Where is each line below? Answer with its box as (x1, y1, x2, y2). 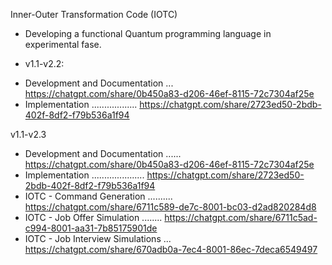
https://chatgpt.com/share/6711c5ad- (164, 212, 318, 223)
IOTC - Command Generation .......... (24, 190, 173, 202)
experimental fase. (24, 39, 102, 50)
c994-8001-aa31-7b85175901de (24, 222, 158, 234)
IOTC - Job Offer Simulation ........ (24, 212, 163, 223)
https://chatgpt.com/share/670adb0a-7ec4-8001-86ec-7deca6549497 (24, 244, 318, 255)
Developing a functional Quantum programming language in (24, 28, 272, 39)
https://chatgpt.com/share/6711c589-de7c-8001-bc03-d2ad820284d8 (24, 201, 317, 213)
